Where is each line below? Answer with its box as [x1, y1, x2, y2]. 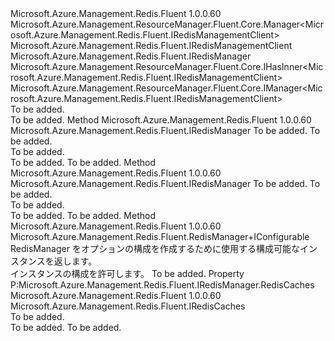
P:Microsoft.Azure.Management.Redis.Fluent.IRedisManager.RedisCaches [10, 279, 315, 291]
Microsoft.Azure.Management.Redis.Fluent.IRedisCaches [10, 300, 246, 312]
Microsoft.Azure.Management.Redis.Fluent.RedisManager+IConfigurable [10, 231, 310, 242]
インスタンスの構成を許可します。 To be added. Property [10, 268, 245, 279]
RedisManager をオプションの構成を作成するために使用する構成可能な [10, 243, 300, 254]
